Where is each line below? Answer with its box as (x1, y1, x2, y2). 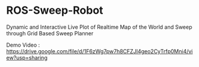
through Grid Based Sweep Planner (6, 29, 94, 36)
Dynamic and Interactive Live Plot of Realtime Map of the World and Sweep (6, 23, 192, 31)
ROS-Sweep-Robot (6, 4, 103, 17)
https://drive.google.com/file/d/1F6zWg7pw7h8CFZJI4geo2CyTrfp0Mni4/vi (6, 47, 193, 54)
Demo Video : (6, 41, 40, 48)
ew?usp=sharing (6, 54, 48, 61)
